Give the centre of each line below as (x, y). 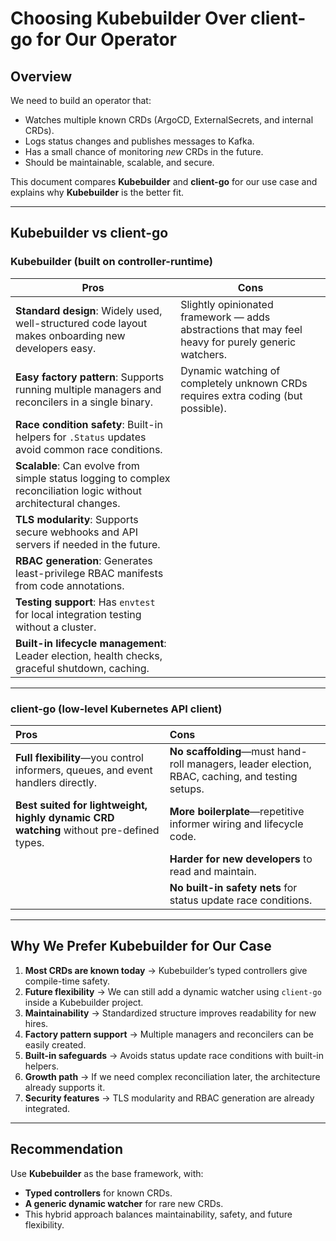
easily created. (55, 1044)
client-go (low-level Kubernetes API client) (116, 709)
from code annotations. (70, 585)
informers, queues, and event (84, 770)
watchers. (203, 354)
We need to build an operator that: (81, 100)
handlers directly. (56, 782)
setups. (187, 789)
